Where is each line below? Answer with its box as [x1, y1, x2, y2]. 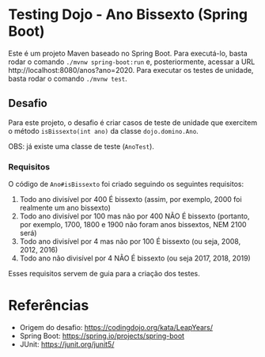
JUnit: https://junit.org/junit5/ [19, 339, 115, 349]
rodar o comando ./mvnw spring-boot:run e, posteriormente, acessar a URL [8, 57, 256, 66]
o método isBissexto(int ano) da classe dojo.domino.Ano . [8, 126, 199, 135]
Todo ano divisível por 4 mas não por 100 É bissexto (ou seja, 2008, [19, 237, 241, 246]
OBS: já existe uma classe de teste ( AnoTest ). [8, 141, 154, 151]
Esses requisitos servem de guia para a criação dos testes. [8, 269, 200, 279]
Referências [8, 297, 89, 314]
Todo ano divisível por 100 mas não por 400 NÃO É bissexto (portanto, [19, 211, 251, 221]
